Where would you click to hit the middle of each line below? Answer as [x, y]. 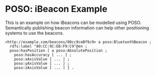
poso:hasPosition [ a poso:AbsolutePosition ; [58, 50]
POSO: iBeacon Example [56, 9]
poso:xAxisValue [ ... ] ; [42, 59]
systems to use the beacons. [35, 33]
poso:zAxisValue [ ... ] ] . [44, 68]
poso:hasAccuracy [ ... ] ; [43, 55]
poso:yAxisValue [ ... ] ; [42, 63]
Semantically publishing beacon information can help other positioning [77, 27]
